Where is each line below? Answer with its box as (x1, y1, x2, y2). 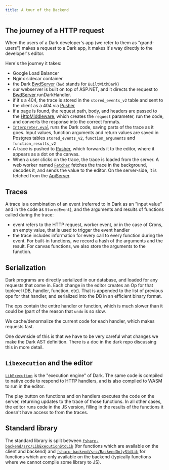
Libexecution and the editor (5, 359, 93, 367)
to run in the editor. (5, 383, 45, 389)
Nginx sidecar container (12, 76, 63, 82)
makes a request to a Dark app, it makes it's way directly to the (22, 45, 153, 51)
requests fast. (5, 324, 34, 330)
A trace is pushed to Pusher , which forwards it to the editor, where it (12, 146, 155, 152)
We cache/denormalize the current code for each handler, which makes (5, 318, 155, 324)
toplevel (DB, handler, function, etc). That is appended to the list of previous (5, 288, 163, 294)
